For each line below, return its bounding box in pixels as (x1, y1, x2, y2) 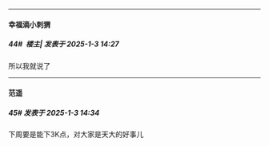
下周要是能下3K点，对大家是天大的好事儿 (8, 129, 144, 140)
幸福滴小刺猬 (8, 19, 50, 29)
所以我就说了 (8, 61, 50, 70)
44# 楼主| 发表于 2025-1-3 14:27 (8, 39, 119, 49)
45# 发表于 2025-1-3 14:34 (8, 108, 100, 117)
